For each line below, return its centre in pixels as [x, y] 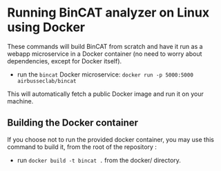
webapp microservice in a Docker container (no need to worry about [105, 54]
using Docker [46, 27]
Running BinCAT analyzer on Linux [108, 13]
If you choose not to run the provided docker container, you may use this [110, 139]
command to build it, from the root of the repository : [82, 147]
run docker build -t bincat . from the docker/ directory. [99, 160]
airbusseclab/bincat [47, 81]
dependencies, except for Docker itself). [65, 61]
